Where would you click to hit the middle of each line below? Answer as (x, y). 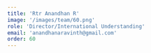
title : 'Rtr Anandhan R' (43, 13)
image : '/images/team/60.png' (51, 20)
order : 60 (22, 39)
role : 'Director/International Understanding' (76, 26)
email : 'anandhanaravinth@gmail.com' (62, 33)
